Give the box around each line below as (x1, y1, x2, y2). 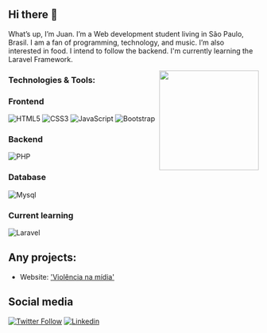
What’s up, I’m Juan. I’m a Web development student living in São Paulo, (8, 29, 244, 38)
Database (8, 172, 46, 183)
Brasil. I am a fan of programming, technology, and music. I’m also (8, 37, 225, 47)
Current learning (8, 210, 74, 221)
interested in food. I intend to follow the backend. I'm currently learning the (8, 45, 253, 56)
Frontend (8, 96, 44, 107)
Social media (8, 296, 74, 309)
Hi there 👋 (8, 8, 58, 22)
